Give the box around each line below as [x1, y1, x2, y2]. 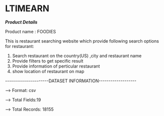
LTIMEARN [5, 3, 50, 14]
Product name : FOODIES [5, 28, 56, 34]
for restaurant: [5, 43, 34, 49]
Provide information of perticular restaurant [12, 63, 100, 69]
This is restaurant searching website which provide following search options [5, 38, 159, 44]
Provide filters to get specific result [12, 58, 83, 64]
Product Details [5, 19, 38, 25]
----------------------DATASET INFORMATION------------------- [5, 78, 137, 84]
